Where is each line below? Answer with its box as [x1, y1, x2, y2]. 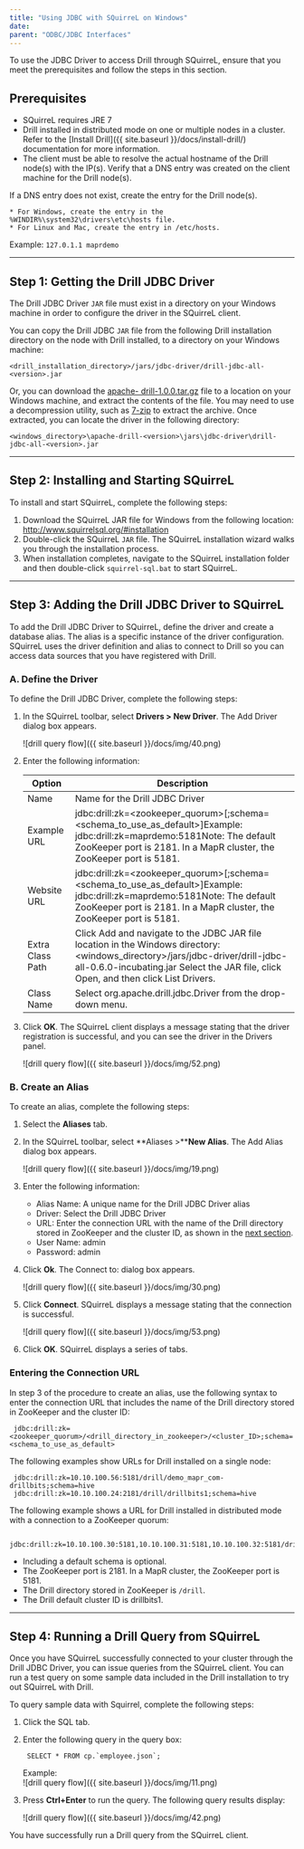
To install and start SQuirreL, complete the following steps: [9, 497, 228, 508]
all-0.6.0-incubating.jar [74, 960, 177, 973]
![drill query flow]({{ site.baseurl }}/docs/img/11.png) [22, 1778, 218, 1788]
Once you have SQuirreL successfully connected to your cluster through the [9, 1653, 294, 1663]
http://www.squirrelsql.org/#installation [22, 524, 169, 535]
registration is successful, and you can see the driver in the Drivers [22, 1031, 273, 1042]
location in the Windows [74, 938, 177, 950]
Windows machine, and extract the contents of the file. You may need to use [9, 396, 295, 405]
